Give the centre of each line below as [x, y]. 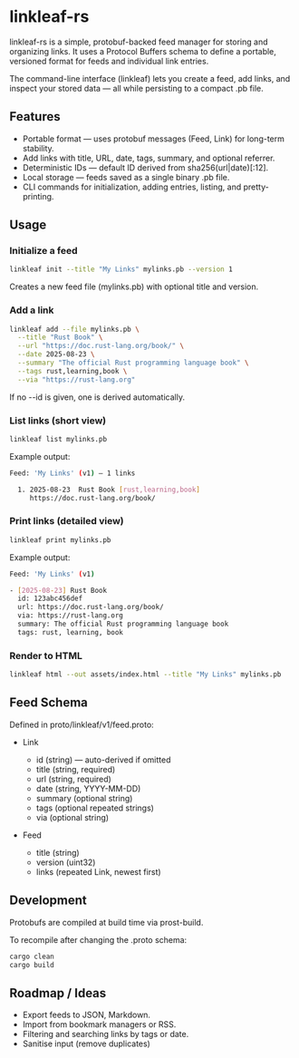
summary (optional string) [84, 798]
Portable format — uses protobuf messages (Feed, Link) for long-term [154, 139]
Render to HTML [46, 655]
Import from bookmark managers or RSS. [99, 1024]
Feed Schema [48, 703]
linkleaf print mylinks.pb [60, 540]
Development [48, 901]
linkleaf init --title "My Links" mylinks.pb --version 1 [121, 269]
